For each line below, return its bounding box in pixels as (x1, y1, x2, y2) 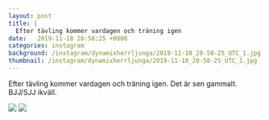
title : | (8, 19, 38, 27)
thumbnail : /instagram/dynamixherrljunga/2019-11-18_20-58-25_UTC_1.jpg (8, 57, 258, 65)
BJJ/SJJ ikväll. (8, 87, 57, 97)
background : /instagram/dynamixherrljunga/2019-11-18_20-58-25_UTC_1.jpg (8, 49, 262, 57)
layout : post (8, 11, 52, 20)
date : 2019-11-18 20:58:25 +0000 (8, 34, 128, 43)
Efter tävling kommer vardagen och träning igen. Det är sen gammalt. (8, 78, 238, 89)
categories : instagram (8, 42, 85, 50)
